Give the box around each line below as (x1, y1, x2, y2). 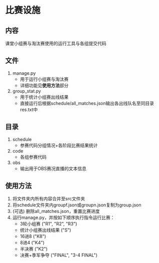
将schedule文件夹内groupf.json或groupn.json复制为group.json (12, 202, 141, 208)
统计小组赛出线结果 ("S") (20, 227, 71, 233)
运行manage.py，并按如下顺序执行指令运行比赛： (12, 214, 115, 221)
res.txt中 (20, 106, 38, 112)
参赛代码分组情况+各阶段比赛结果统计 (20, 142, 98, 148)
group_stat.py (12, 88, 41, 94)
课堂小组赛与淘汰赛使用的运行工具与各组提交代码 (5, 41, 106, 46)
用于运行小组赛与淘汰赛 (20, 76, 69, 82)
